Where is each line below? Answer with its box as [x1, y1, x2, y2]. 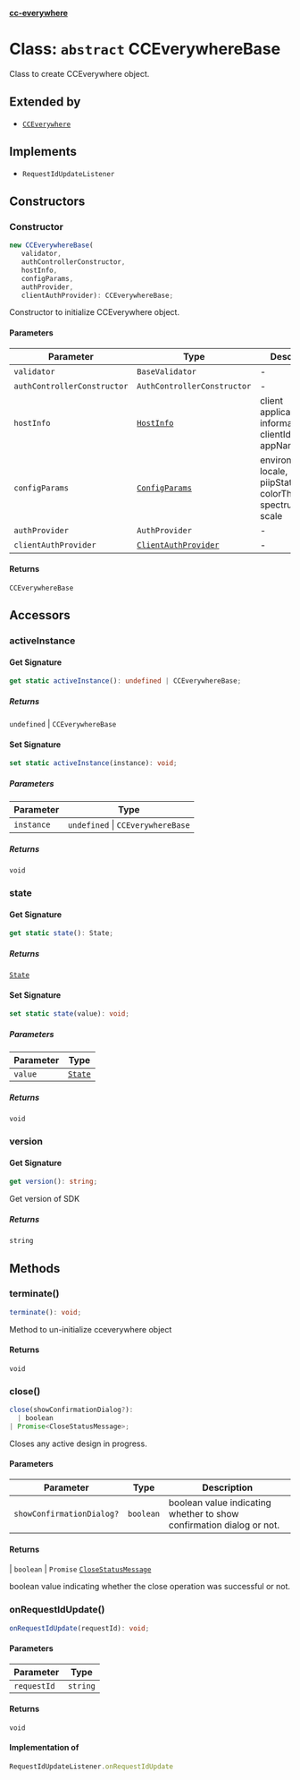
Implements [9, 144, 78, 159]
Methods [9, 1261, 61, 1276]
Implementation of [9, 1742, 79, 1753]
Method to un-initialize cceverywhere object [9, 1324, 172, 1334]
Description [202, 1481, 253, 1494]
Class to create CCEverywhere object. [9, 68, 150, 79]
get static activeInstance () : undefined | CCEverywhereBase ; [9, 677, 242, 686]
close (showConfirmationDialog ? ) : [9, 1405, 134, 1415]
